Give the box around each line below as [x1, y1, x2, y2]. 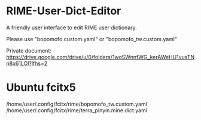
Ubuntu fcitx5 [6, 81, 76, 94]
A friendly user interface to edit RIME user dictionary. [6, 24, 138, 31]
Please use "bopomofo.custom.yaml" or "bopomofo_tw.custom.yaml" [6, 35, 178, 42]
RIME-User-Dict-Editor [6, 4, 121, 18]
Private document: [6, 47, 52, 54]
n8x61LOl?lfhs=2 [6, 60, 48, 67]
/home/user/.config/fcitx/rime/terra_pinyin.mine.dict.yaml [6, 106, 148, 114]
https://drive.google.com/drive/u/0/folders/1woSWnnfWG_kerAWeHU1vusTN [6, 53, 195, 60]
